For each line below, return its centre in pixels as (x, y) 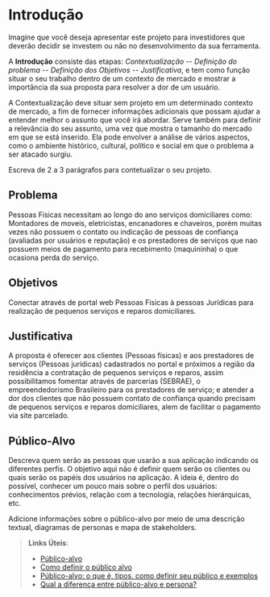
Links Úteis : (48, 543)
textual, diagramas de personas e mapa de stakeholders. (103, 528)
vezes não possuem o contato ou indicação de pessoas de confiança (124, 232)
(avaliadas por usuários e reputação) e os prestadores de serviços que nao (133, 240)
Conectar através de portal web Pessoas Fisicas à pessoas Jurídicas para (131, 302)
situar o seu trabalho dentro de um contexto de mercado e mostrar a (122, 78)
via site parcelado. (39, 415)
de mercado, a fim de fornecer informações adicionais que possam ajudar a (134, 111)
